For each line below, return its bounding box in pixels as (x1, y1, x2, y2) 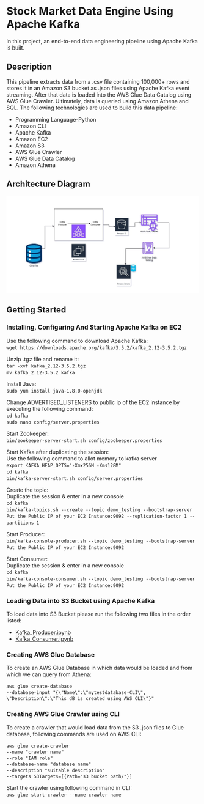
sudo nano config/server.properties (6, 419, 100, 426)
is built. (6, 44, 25, 51)
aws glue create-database (6, 684, 72, 690)
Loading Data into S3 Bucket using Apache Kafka (6, 596, 155, 605)
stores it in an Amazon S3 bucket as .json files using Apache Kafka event (6, 84, 190, 92)
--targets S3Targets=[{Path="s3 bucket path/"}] (6, 773, 133, 780)
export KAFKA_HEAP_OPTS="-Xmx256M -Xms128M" (6, 462, 122, 468)
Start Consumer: (6, 555, 48, 562)
